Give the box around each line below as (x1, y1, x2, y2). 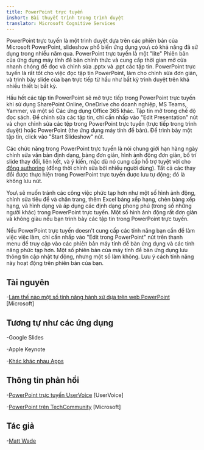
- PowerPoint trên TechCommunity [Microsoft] (6, 403, 121, 410)
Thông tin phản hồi (6, 375, 79, 385)
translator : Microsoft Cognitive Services (6, 20, 116, 26)
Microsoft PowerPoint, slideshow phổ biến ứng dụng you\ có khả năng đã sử (6, 43, 199, 51)
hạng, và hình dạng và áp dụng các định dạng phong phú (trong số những (6, 202, 192, 209)
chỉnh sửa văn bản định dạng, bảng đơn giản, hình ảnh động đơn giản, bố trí (6, 151, 197, 159)
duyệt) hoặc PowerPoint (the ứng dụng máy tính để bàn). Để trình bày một (6, 126, 192, 134)
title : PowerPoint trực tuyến (6, 9, 83, 15)
